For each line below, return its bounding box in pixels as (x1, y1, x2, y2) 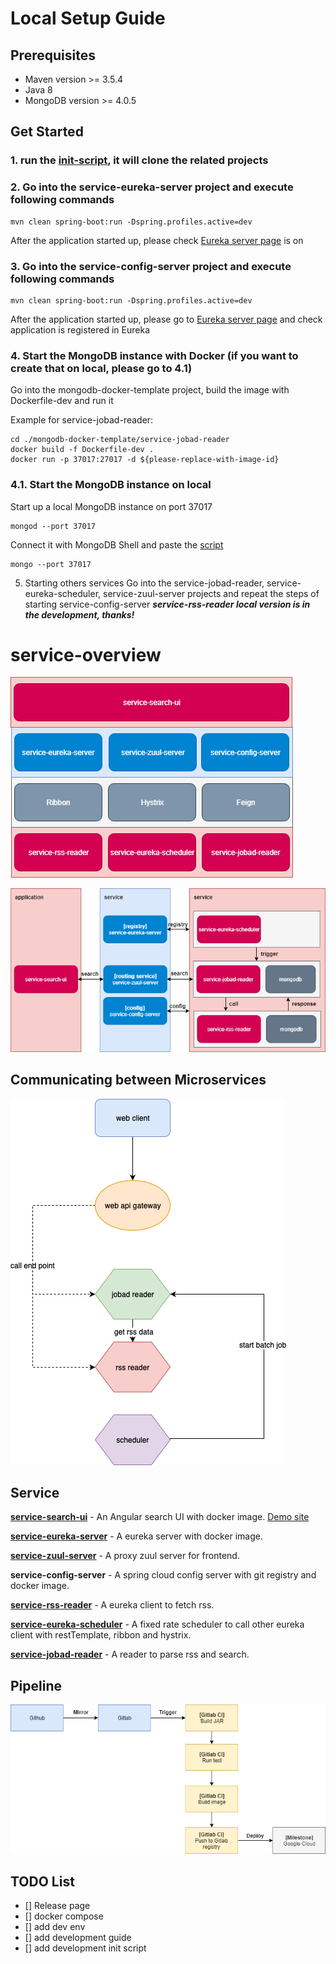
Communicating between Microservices (10, 1072, 267, 1089)
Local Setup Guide (10, 7, 166, 30)
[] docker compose (24, 1910, 104, 1922)
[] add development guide (24, 1932, 132, 1944)
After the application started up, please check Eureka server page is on (10, 234, 304, 246)
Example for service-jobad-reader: (10, 414, 154, 426)
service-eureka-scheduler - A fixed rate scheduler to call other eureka (10, 1618, 305, 1631)
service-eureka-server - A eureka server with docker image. (10, 1530, 263, 1542)
